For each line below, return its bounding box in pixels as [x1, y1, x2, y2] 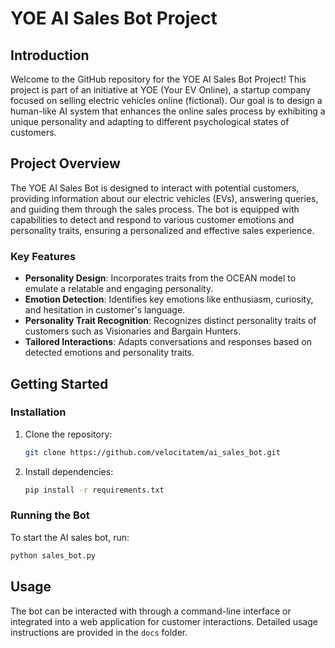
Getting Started [10, 375, 109, 392]
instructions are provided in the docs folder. [10, 626, 188, 638]
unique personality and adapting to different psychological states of [10, 116, 290, 127]
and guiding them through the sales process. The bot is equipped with [10, 203, 300, 215]
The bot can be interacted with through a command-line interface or [10, 605, 292, 617]
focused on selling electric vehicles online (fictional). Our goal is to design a [10, 95, 323, 106]
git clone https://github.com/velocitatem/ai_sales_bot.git [24, 447, 281, 457]
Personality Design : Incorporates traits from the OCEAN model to [24, 272, 297, 284]
